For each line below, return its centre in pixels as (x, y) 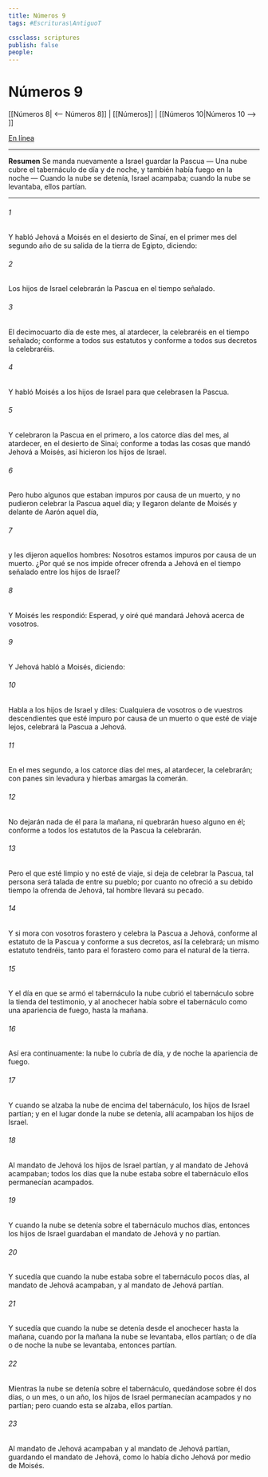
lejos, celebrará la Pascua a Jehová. (67, 727)
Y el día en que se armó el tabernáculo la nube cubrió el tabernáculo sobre (131, 993)
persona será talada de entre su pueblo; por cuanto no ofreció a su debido (131, 881)
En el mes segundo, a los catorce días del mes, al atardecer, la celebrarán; (130, 770)
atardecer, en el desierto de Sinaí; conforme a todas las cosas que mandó (130, 444)
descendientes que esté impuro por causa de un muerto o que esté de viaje (133, 719)
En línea (21, 138)
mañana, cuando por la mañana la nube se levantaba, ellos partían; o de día (132, 1337)
